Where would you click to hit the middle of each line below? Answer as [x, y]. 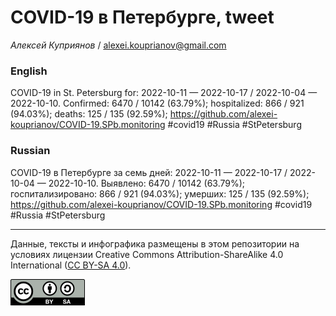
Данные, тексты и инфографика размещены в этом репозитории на [155, 243]
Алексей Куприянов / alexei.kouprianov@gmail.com [118, 45]
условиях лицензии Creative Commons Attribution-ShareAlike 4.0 [147, 254]
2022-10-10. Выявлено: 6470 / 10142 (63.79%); [147, 183]
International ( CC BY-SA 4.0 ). [71, 265]
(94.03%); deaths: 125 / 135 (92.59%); [89, 114]
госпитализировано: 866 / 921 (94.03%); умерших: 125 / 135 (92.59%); [160, 193]
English [29, 71]
